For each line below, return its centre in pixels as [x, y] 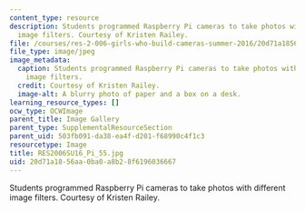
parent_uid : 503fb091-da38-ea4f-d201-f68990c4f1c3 [107, 136]
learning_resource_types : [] [64, 102]
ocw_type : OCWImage [46, 111]
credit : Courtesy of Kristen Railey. [89, 86]
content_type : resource [54, 18]
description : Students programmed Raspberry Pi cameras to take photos [148, 26]
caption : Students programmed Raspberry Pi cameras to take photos [148, 69]
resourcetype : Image [49, 145]
